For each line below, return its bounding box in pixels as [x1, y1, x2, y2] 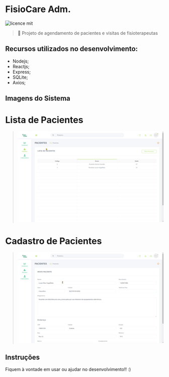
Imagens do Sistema [5, 94, 70, 103]
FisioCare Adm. [5, 4, 71, 15]
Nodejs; [12, 58, 29, 64]
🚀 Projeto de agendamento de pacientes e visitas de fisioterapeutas [17, 30, 158, 36]
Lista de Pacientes [5, 115, 83, 126]
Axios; [12, 79, 26, 85]
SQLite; [12, 74, 28, 80]
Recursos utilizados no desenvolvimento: [5, 44, 138, 53]
